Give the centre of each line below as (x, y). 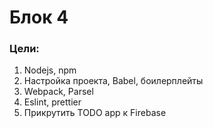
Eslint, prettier (52, 102)
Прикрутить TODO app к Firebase (95, 113)
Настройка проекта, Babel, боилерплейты (113, 81)
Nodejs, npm (50, 70)
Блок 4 (39, 17)
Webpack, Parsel (58, 92)
